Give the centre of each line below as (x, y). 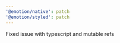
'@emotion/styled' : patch (37, 17)
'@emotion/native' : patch (37, 11)
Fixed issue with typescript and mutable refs (60, 34)
